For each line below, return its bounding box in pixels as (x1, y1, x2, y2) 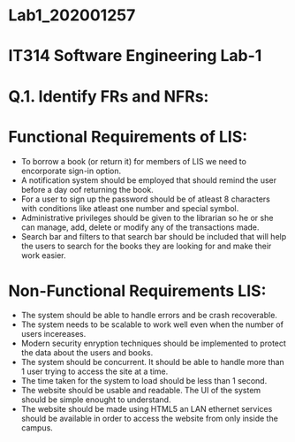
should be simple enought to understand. (20, 394, 171, 405)
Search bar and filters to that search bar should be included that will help (20, 231, 287, 241)
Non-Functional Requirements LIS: (8, 280, 267, 301)
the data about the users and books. (20, 347, 154, 358)
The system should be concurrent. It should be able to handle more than (20, 357, 284, 368)
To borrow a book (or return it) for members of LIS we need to (20, 156, 246, 166)
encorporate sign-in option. (20, 165, 122, 176)
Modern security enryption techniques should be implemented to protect (20, 338, 286, 349)
